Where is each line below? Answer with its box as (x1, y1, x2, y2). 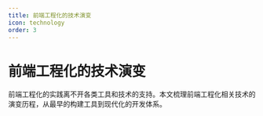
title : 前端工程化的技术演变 (8, 11, 92, 20)
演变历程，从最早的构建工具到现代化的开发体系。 (8, 100, 166, 109)
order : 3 (8, 26, 37, 34)
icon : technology (8, 19, 65, 27)
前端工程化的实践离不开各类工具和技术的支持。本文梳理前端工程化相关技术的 (8, 89, 256, 99)
